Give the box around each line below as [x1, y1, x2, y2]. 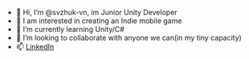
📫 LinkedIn [15, 42, 55, 51]
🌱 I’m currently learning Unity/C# [15, 25, 124, 33]
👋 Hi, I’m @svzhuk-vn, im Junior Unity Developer [15, 8, 178, 17]
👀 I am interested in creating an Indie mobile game [15, 16, 182, 26]
